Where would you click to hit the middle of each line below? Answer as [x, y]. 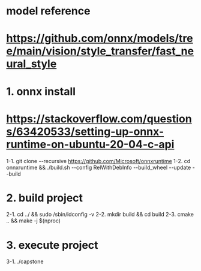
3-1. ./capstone [25, 261]
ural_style [31, 64]
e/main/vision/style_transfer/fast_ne [100, 51]
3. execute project [52, 245]
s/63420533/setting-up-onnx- [85, 132]
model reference [48, 11]
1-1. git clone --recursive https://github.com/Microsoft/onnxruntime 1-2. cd [98, 161]
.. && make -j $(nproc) [34, 221]
